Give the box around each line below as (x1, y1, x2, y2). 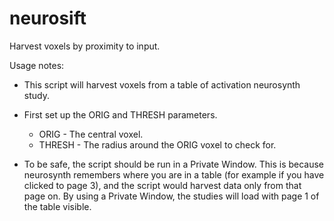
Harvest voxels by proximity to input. (9, 40, 161, 52)
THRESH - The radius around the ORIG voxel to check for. (38, 138, 277, 151)
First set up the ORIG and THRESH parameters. (23, 108, 218, 121)
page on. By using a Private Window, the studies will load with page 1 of (23, 190, 320, 202)
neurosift (9, 7, 87, 30)
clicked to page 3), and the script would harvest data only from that (23, 179, 302, 191)
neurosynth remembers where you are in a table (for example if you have (23, 168, 325, 181)
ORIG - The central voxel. (38, 128, 144, 140)
